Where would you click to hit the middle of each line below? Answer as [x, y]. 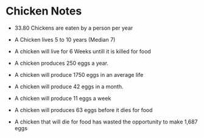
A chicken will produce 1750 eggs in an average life [79, 74]
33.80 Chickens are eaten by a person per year [74, 28]
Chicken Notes [44, 11]
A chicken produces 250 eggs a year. [62, 63]
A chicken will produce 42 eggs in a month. [69, 87]
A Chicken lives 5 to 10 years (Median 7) [65, 39]
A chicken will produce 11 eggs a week [63, 98]
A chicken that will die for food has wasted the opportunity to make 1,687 [106, 122]
